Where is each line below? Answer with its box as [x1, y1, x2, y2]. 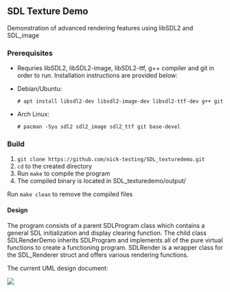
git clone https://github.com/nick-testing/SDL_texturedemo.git [16, 156, 205, 163]
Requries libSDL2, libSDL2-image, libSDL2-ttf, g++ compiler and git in [16, 64, 215, 72]
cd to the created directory [16, 162, 93, 171]
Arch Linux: [16, 110, 50, 118]
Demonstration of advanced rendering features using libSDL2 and [7, 23, 194, 32]
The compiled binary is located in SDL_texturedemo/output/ [16, 177, 187, 185]
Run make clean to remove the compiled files [7, 190, 133, 198]
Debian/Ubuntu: [16, 85, 62, 93]
